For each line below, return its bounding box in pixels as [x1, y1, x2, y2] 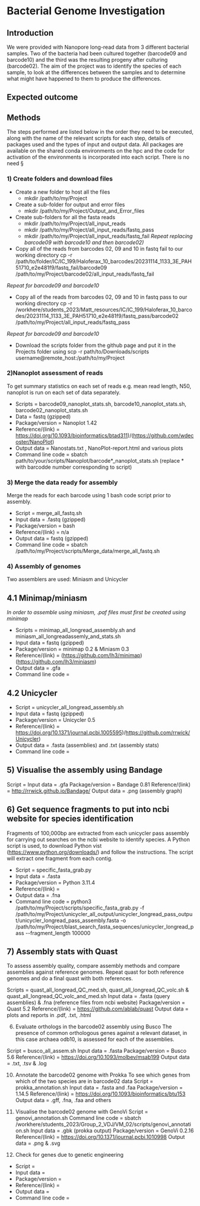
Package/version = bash [15, 522, 75, 529]
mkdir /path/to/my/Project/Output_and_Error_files [24, 207, 145, 214]
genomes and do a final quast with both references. [7, 975, 133, 982]
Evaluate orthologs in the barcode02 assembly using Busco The [15, 1023, 172, 1030]
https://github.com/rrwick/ [125, 729, 191, 736]
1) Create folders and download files [7, 175, 113, 183]
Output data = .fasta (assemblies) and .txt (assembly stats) [15, 741, 160, 749]
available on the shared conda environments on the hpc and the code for [7, 147, 185, 154]
